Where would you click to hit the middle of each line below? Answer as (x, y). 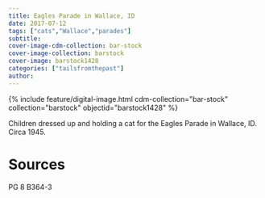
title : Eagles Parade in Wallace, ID (72, 16)
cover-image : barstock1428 (54, 61)
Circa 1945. (27, 132)
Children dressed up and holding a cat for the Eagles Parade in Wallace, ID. (133, 123)
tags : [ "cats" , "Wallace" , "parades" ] (70, 31)
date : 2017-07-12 (37, 23)
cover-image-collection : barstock (66, 53)
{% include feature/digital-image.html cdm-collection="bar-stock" (118, 99)
